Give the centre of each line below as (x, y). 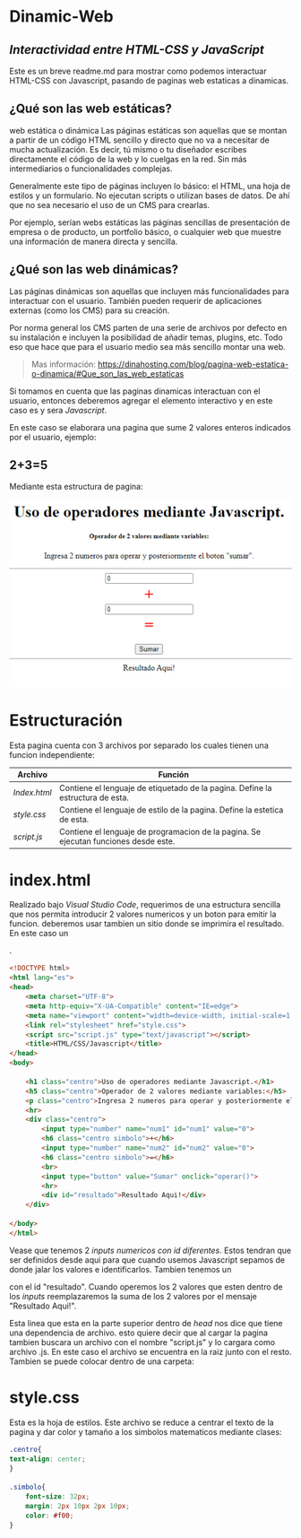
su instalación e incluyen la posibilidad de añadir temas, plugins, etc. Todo (146, 337)
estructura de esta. (95, 797)
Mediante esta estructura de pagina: (76, 487)
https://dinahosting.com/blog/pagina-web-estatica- (193, 364)
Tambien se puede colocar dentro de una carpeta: (102, 1361)
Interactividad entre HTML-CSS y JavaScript (137, 50)
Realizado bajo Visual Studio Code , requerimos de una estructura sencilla (145, 905)
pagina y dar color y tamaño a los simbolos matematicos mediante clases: (146, 1431)
